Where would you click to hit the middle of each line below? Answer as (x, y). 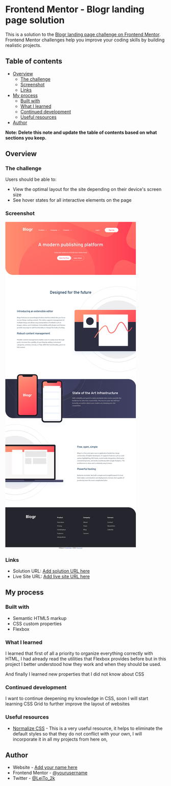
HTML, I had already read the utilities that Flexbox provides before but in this (86, 659)
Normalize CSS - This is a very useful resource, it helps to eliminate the (88, 728)
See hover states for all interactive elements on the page (72, 200)
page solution (35, 20)
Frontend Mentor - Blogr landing (75, 9)
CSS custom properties (37, 624)
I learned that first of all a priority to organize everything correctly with (79, 653)
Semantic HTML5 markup (40, 618)
